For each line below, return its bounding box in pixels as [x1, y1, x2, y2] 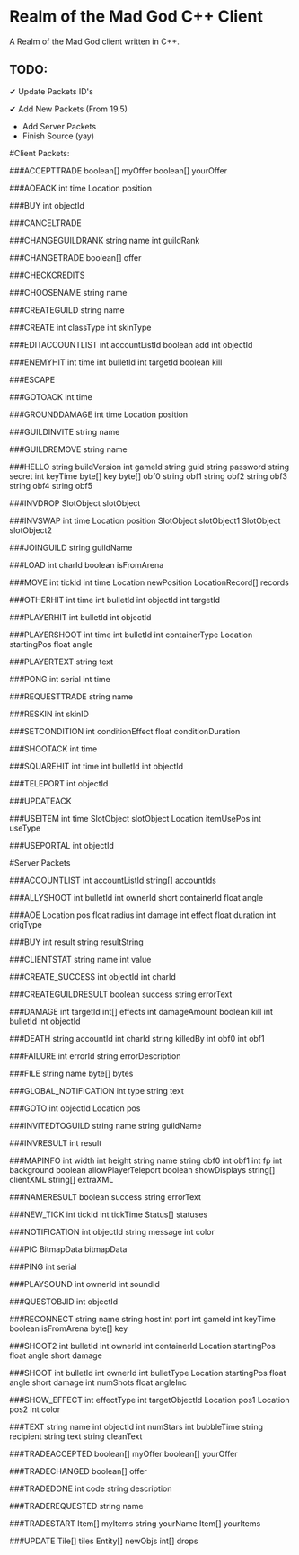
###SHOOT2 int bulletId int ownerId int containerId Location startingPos [9, 1340, 276, 1351]
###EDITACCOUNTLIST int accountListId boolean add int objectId [9, 339, 253, 350]
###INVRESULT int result [9, 1137, 102, 1148]
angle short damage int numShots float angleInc [9, 1377, 187, 1388]
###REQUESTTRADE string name [9, 690, 133, 702]
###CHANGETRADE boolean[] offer [9, 252, 142, 262]
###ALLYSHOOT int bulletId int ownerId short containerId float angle [9, 892, 263, 902]
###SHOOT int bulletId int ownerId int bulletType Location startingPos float [9, 1367, 286, 1378]
